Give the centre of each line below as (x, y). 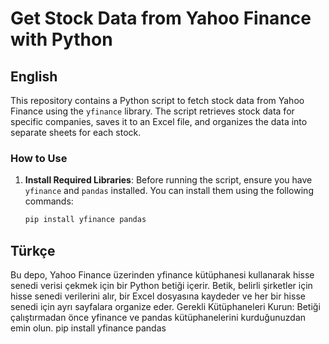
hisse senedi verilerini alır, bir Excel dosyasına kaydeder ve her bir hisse (158, 296)
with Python (61, 39)
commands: (49, 201)
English (34, 76)
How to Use (39, 158)
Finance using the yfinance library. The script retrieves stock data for (152, 111)
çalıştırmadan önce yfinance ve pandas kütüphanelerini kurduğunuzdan (158, 317)
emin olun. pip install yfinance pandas (88, 328)
